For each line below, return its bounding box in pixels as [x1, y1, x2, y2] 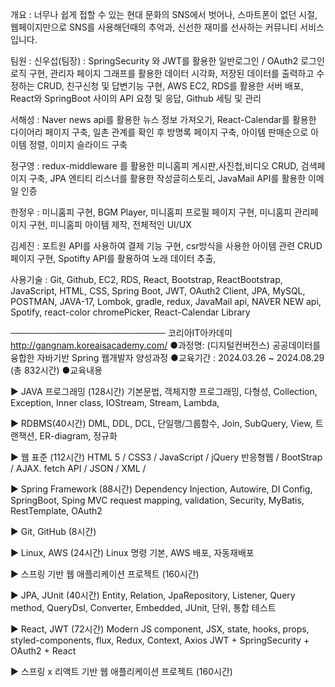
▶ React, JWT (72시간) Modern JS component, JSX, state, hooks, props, [10, 623, 310, 635]
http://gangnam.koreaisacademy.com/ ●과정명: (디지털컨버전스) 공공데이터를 [10, 339, 322, 351]
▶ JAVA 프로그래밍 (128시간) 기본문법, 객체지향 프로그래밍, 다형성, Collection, [10, 386, 318, 397]
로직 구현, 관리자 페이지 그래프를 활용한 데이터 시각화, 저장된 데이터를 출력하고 [10, 68, 315, 79]
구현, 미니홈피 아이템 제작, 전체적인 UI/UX [28, 219, 192, 230]
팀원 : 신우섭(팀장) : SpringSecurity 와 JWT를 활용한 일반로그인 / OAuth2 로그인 [10, 55, 325, 67]
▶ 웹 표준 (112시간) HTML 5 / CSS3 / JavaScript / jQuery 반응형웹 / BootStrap [10, 451, 323, 463]
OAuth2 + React [10, 645, 77, 657]
